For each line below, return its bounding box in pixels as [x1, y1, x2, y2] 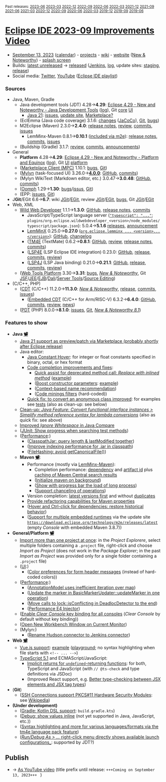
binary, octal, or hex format [27, 359, 83, 365]
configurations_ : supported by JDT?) [19, 739, 95, 745]
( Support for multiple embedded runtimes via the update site [27, 514, 151, 520]
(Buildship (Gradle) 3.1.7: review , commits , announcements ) [19, 144, 140, 150]
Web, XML [12, 202, 34, 208]
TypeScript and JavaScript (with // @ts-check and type [27, 666, 140, 672]
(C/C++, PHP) [12, 281, 41, 287]
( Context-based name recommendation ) [34, 385, 117, 391]
